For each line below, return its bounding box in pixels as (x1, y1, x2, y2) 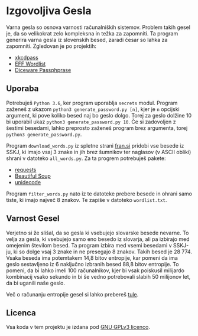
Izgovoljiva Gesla (6, 4, 92, 18)
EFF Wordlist (14, 60, 46, 67)
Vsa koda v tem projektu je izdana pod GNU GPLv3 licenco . (6, 324, 151, 331)
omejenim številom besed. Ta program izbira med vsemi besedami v (6, 242, 173, 249)
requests (14, 166, 37, 173)
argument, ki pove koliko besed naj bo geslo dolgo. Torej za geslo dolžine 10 (6, 112, 192, 119)
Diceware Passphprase (14, 66, 72, 73)
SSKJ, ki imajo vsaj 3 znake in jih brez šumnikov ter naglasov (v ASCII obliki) (6, 148, 191, 155)
